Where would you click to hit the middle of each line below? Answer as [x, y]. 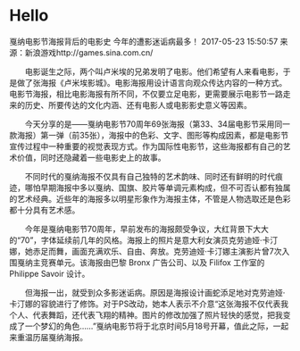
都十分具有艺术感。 [45, 210]
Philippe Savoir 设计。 [50, 273]
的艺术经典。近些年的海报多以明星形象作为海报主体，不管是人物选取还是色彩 [150, 198]
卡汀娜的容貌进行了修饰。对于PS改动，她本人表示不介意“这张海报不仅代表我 [149, 304]
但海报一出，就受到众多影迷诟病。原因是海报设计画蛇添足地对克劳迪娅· [155, 292]
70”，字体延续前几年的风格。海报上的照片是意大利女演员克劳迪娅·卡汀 [150, 240]
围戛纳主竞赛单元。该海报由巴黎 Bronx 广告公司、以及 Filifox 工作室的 [137, 262]
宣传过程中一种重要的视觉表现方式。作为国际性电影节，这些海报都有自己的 [146, 146]
